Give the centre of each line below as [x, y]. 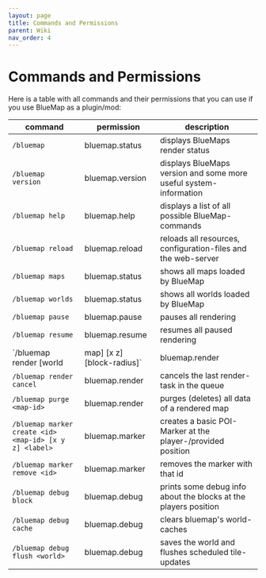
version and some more [203, 173]
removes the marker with [206, 464]
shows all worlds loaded [205, 295]
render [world [38, 363]
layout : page [30, 15]
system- [201, 183]
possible [175, 216]
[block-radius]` [113, 363]
